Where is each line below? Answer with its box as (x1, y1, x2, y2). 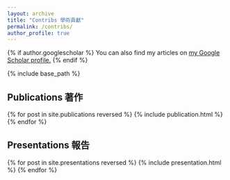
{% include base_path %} (7, 69, 81, 78)
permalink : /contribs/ (7, 23, 73, 30)
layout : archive (7, 10, 54, 17)
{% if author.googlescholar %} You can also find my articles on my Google (7, 49, 220, 57)
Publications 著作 (7, 91, 83, 103)
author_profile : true (7, 29, 70, 37)
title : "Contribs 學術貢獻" (7, 17, 85, 24)
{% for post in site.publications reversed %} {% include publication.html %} (7, 111, 224, 119)
